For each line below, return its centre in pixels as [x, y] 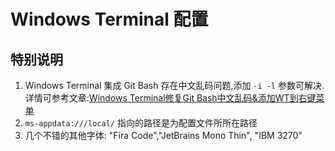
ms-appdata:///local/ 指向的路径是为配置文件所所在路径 [141, 123]
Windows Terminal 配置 [109, 19]
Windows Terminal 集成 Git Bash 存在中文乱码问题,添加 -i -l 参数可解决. [174, 85]
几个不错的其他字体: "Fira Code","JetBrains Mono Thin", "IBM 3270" [163, 135]
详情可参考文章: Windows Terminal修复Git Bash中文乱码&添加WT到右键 [170, 98]
